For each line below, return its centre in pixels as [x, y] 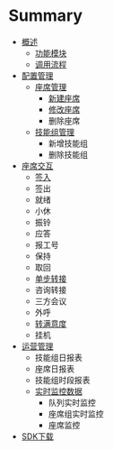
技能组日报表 [58, 357]
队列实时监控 [72, 402]
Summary [45, 16]
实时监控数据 [58, 391]
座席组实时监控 [76, 413]
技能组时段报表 [62, 380]
